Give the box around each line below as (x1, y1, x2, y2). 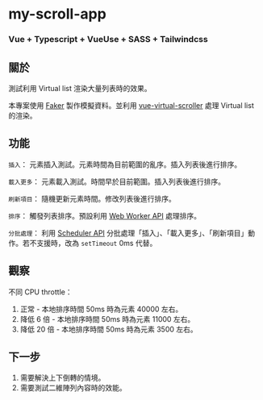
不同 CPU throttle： (8, 287, 73, 297)
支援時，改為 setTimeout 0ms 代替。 (35, 238, 157, 248)
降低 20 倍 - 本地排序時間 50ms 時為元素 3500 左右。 (19, 324, 198, 334)
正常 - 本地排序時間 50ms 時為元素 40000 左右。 (19, 304, 183, 314)
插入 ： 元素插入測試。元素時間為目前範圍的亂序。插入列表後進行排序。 (8, 159, 242, 169)
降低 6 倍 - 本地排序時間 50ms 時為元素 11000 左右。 (19, 314, 195, 323)
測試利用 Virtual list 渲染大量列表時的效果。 (8, 83, 152, 93)
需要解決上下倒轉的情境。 (19, 373, 106, 383)
